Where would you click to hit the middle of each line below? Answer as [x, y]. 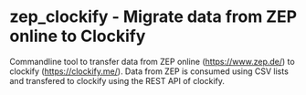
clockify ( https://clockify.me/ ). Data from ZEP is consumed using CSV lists [149, 71]
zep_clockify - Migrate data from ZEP [153, 17]
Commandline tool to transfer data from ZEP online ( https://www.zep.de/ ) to [152, 61]
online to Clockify [78, 36]
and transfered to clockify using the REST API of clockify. [117, 80]
